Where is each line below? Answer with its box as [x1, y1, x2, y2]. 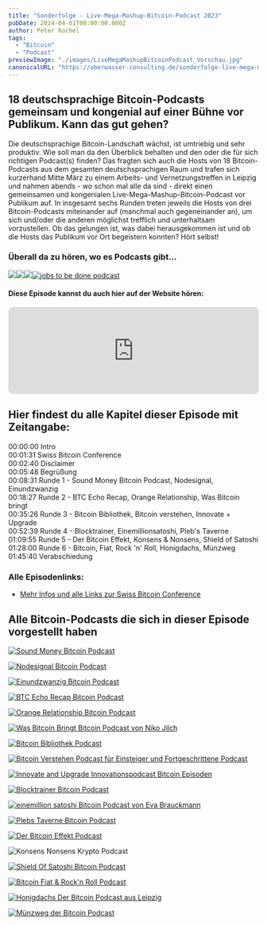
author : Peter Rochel [8, 26, 80, 34]
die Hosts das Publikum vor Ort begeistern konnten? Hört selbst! [8, 231, 219, 241]
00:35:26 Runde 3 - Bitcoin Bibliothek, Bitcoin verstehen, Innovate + [8, 509, 231, 519]
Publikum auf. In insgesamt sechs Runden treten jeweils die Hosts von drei [8, 198, 252, 208]
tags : [8, 33, 26, 42]
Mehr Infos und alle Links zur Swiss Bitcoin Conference [19, 589, 201, 599]
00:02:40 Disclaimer [8, 458, 75, 468]
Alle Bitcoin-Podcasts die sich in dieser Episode [8, 612, 250, 626]
